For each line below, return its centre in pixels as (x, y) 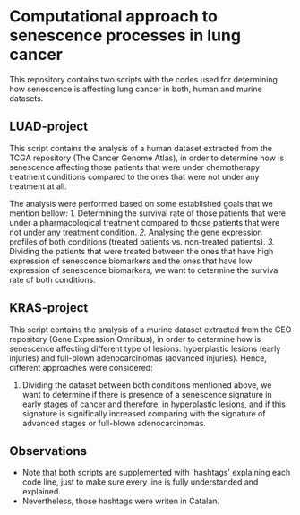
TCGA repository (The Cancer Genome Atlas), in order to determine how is (147, 158)
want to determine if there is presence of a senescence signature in (147, 394)
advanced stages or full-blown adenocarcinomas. (114, 423)
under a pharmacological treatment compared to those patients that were (145, 222)
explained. (41, 492)
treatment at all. (38, 186)
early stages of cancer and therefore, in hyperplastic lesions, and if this (154, 404)
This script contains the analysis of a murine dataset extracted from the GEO (150, 330)
